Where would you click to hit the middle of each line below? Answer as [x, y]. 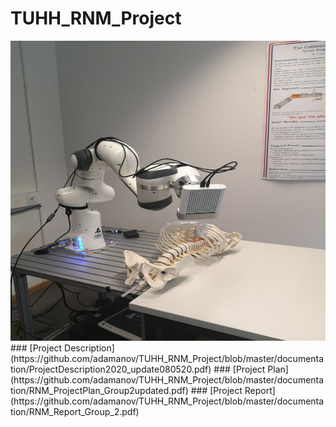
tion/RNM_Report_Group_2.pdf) [75, 411]
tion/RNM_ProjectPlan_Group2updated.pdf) [99, 390]
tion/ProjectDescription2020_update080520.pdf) [111, 369]
